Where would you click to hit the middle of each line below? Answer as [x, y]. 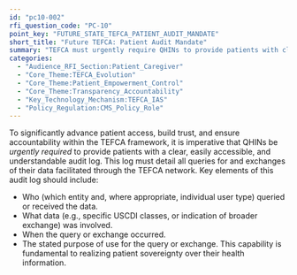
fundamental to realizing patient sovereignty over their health [133, 254]
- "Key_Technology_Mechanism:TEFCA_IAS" [92, 99]
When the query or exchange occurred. [94, 234]
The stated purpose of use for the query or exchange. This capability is [152, 244]
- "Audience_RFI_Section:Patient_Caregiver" [100, 67]
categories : [31, 58]
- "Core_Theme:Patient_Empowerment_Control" [100, 83]
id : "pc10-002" [37, 17]
